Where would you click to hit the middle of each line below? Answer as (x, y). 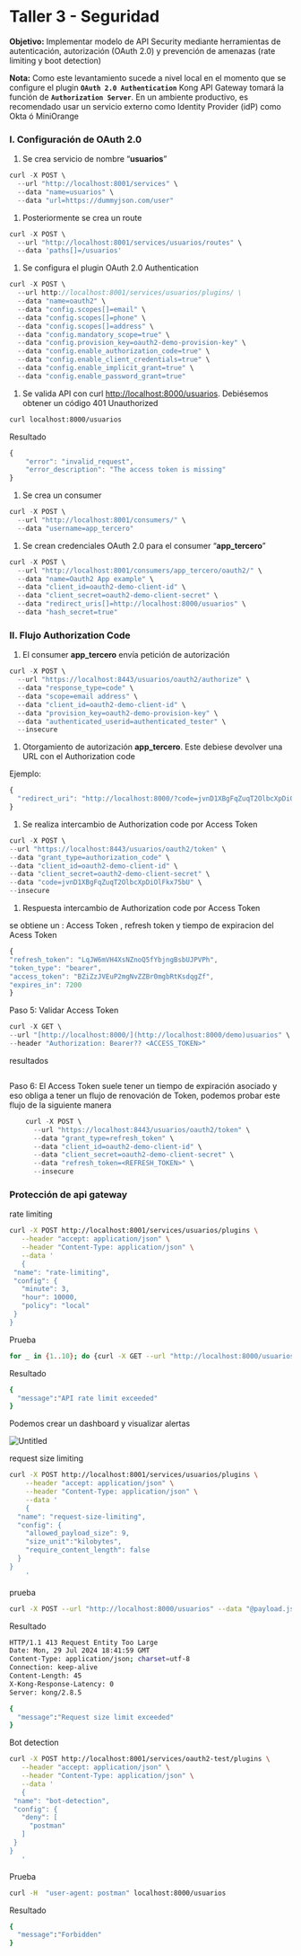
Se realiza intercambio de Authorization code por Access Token (140, 824)
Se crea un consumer (62, 495)
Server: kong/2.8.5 (46, 1692)
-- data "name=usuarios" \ (66, 192)
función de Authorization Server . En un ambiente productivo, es (129, 97)
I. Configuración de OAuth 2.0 (76, 139)
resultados (29, 1060)
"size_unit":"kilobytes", (74, 1542)
